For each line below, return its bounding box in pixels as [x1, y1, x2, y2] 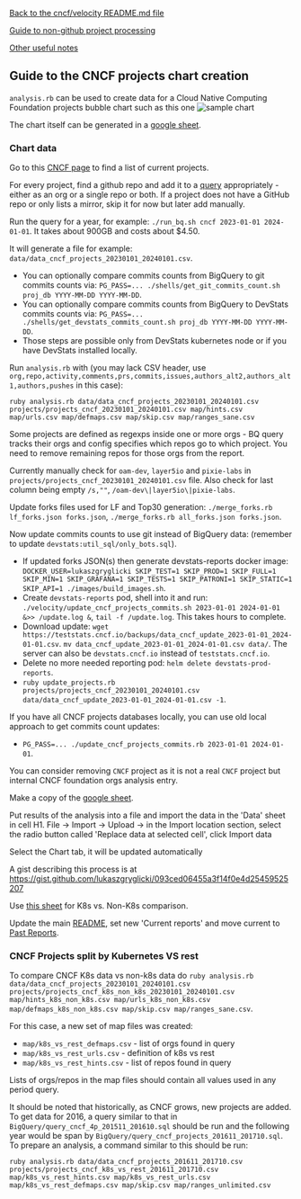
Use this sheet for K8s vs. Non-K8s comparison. [9, 900, 189, 911]
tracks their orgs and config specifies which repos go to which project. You [9, 438, 288, 449]
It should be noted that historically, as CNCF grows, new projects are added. [9, 1102, 292, 1113]
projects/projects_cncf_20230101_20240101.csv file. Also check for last [9, 475, 274, 486]
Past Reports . [9, 927, 60, 938]
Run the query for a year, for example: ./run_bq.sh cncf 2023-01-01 [9, 216, 261, 228]
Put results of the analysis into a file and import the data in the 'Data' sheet [9, 810, 286, 821]
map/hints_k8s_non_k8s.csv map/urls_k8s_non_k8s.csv [9, 996, 211, 1005]
